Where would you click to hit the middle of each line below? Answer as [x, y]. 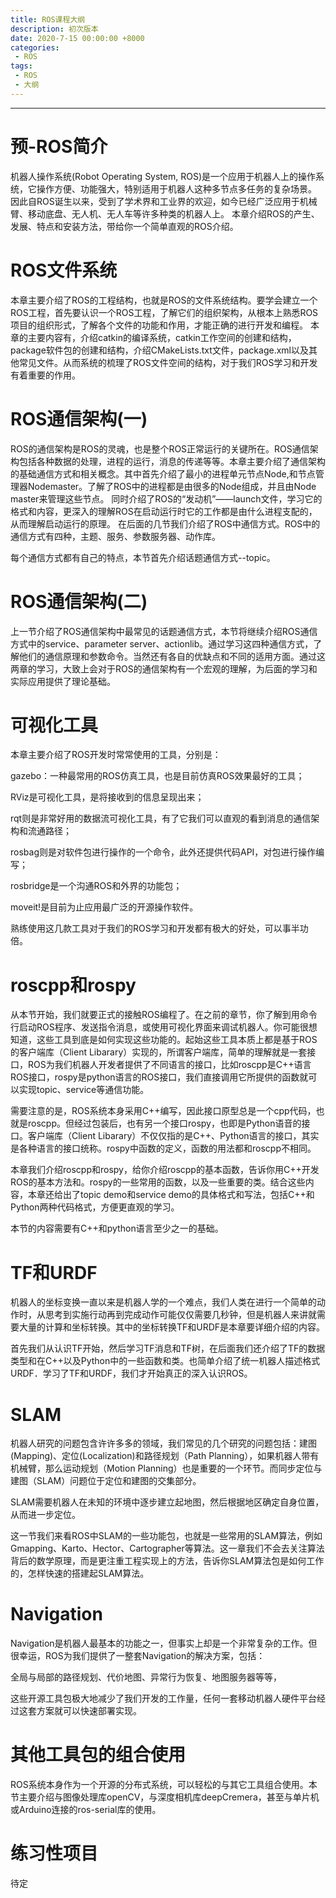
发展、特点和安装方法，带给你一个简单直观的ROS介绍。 [124, 226]
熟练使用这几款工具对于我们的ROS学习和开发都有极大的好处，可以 [146, 928]
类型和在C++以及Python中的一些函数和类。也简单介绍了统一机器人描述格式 [165, 1361]
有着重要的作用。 [45, 375]
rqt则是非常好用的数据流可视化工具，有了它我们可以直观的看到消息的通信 [161, 818]
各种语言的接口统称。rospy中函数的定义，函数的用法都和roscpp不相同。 [167, 1148]
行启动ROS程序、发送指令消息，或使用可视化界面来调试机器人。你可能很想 [164, 1027]
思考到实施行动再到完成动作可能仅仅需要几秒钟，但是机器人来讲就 [180, 1315]
